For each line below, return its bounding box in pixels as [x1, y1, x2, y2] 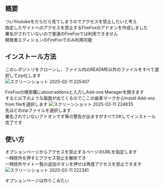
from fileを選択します [5, 101, 48, 107]
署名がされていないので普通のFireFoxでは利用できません [5, 31, 118, 37]
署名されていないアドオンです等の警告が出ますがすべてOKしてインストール [5, 113, 156, 119]
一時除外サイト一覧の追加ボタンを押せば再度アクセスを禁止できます [5, 161, 142, 167]
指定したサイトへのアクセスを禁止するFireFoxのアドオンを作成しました [5, 24, 148, 30]
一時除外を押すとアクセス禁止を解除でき [5, 155, 86, 161]
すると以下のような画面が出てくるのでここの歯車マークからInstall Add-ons [5, 95, 155, 101]
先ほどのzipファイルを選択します [5, 107, 71, 113]
